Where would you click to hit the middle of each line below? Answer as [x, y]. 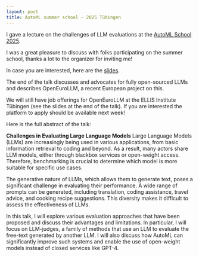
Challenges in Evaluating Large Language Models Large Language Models [99, 136]
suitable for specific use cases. [44, 167]
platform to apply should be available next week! [66, 112]
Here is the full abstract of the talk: [49, 124]
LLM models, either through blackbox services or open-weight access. [93, 155]
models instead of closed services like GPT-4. [63, 248]
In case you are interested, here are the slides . [63, 70]
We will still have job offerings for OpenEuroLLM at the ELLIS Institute [91, 100]
